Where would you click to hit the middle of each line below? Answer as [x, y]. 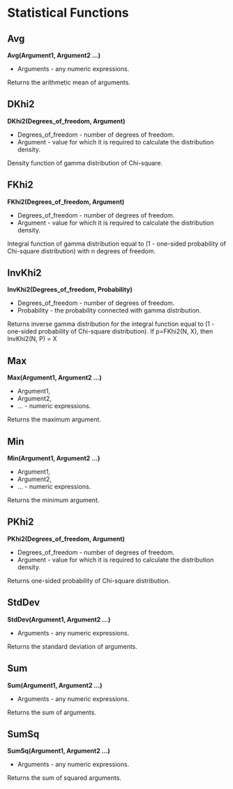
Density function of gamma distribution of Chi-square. [85, 163]
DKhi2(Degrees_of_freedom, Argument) [66, 121]
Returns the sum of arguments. [52, 712]
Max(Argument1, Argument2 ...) [55, 377]
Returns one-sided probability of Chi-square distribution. [89, 580]
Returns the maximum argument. [54, 419]
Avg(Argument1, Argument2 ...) [54, 55]
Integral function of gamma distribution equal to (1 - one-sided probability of [117, 243]
